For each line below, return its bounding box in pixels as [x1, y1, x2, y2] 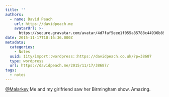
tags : [5, 68, 17, 73]
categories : [10, 44, 35, 49]
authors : [5, 12, 24, 17]
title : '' [5, 7, 26, 12]
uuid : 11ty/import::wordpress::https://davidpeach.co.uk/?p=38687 [10, 53, 152, 59]
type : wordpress [10, 58, 44, 63]
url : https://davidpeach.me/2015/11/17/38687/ [10, 63, 109, 68]
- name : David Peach [10, 16, 53, 21]
